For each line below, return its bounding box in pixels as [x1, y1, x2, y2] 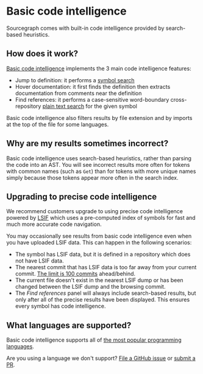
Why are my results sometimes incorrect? [6, 138, 169, 149]
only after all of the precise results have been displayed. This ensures [15, 296, 190, 303]
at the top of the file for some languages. [6, 121, 109, 128]
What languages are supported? [6, 320, 132, 330]
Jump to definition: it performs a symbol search [15, 76, 135, 83]
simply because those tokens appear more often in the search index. [6, 174, 179, 181]
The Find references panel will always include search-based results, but [15, 289, 196, 297]
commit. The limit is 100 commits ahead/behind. [15, 270, 136, 278]
